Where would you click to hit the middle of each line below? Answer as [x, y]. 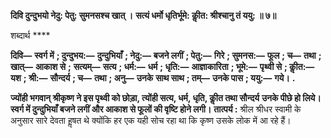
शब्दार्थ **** [30, 35]
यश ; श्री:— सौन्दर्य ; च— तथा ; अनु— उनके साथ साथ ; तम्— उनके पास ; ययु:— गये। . [153, 78]
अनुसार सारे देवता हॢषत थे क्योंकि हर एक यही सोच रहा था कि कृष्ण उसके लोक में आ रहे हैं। [151, 120]
